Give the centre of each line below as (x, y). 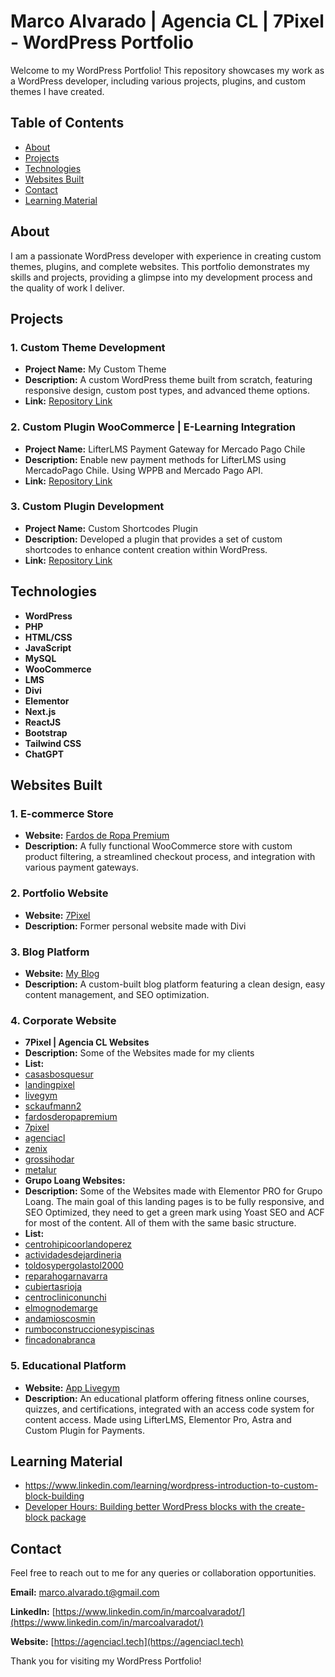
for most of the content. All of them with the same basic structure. (160, 1223)
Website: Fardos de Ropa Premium (97, 836)
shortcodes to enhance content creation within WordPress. (146, 549)
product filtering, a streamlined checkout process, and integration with (170, 857)
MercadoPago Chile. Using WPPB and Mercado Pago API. (144, 470)
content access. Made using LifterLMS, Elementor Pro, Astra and (158, 1419)
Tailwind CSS (53, 743)
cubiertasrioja (53, 1287)
